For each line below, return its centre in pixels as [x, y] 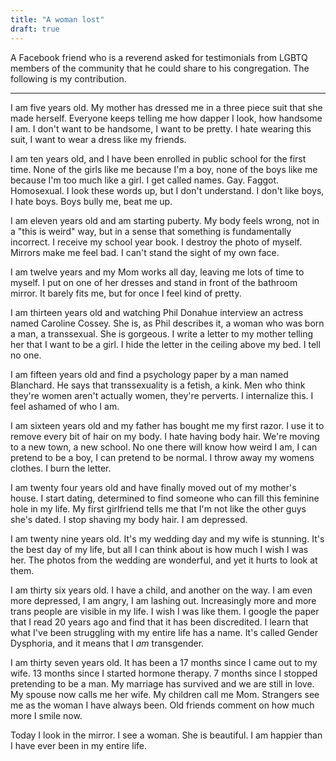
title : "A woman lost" [57, 19]
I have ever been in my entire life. [79, 745]
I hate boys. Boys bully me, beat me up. [91, 201]
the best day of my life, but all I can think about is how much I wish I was [159, 549]
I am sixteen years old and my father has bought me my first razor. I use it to [167, 425]
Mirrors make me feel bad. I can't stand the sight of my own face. [145, 252]
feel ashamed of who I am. [65, 406]
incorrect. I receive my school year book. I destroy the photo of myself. [156, 242]
